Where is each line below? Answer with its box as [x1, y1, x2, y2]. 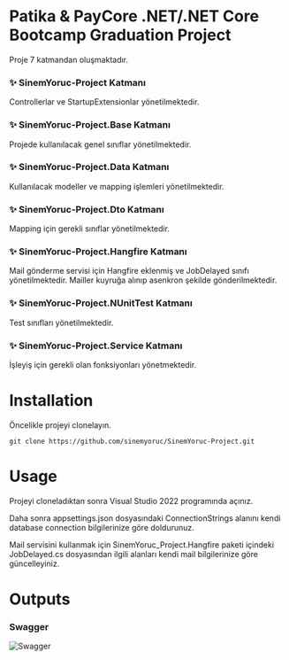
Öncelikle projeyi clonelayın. [9, 419, 112, 431]
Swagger [9, 621, 49, 633]
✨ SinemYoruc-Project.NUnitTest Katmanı [9, 297, 193, 309]
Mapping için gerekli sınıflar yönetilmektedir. [9, 223, 171, 234]
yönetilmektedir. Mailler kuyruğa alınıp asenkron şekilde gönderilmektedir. [9, 275, 278, 285]
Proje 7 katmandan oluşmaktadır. [9, 54, 129, 65]
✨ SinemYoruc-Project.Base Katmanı [9, 119, 171, 131]
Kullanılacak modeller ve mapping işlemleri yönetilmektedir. [9, 181, 224, 191]
